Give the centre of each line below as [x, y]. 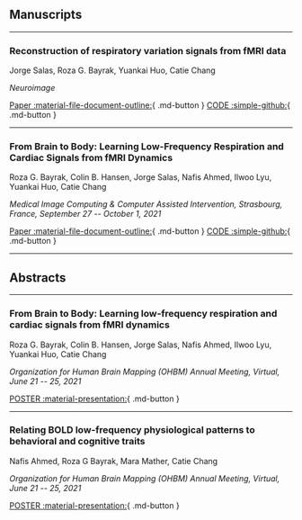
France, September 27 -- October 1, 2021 [85, 214]
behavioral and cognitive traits [77, 442]
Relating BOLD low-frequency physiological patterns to [132, 430]
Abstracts [38, 278]
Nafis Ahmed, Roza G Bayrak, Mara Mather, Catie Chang [114, 461]
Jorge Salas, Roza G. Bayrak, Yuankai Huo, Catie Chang [112, 70]
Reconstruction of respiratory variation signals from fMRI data [148, 50]
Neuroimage [32, 88]
